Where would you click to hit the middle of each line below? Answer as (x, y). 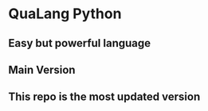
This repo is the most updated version (104, 97)
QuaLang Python (65, 14)
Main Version (42, 69)
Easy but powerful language (80, 43)
